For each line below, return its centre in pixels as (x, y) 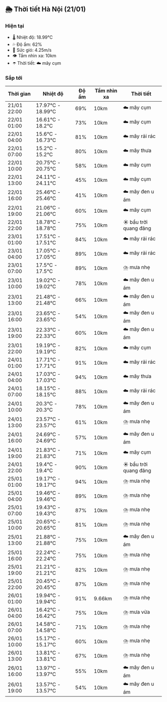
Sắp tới (14, 78)
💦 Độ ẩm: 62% (27, 44)
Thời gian (19, 94)
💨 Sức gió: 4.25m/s (32, 50)
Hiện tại (15, 26)
